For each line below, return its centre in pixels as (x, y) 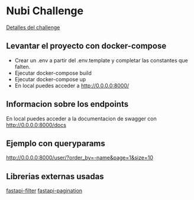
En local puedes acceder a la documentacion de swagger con (81, 118)
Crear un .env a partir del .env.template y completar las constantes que (101, 60)
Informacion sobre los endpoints (67, 104)
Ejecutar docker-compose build (53, 73)
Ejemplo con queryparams (56, 143)
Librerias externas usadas (55, 176)
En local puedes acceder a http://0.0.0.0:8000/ (72, 85)
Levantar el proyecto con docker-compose (86, 46)
